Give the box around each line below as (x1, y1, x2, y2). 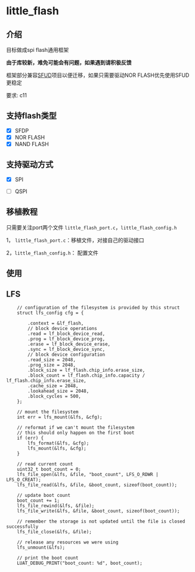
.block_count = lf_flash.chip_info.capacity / (27, 372, 146, 378)
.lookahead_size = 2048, (27, 388, 89, 394)
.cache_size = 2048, (27, 383, 79, 388)
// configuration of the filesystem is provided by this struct (17, 304, 180, 310)
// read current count (17, 461, 73, 467)
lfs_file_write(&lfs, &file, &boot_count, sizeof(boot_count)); (17, 508, 180, 514)
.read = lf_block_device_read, (27, 331, 106, 337)
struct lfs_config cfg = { (17, 310, 84, 316)
